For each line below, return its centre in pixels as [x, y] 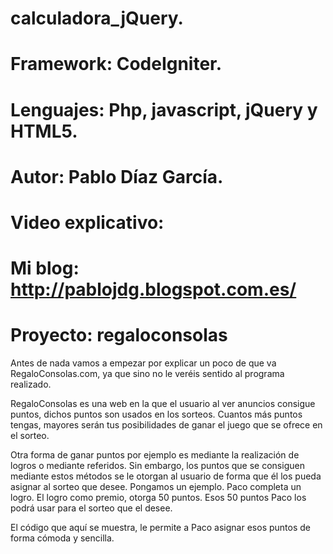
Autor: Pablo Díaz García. [117, 176]
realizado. [31, 384]
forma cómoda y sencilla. [62, 538]
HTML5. [44, 131]
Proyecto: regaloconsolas [119, 335]
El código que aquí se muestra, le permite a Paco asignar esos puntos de [160, 528]
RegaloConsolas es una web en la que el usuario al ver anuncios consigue [163, 404]
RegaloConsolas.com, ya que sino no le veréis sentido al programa [147, 374]
